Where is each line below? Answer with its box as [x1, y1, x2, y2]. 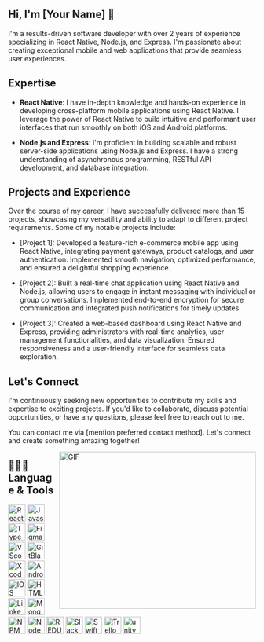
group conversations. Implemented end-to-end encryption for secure [19, 295, 244, 305]
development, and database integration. [19, 163, 149, 172]
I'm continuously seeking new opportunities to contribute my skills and [8, 396, 237, 405]
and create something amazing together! [8, 436, 140, 446]
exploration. [19, 352, 59, 361]
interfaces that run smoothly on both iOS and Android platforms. [19, 123, 228, 132]
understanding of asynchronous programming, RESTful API [19, 154, 212, 163]
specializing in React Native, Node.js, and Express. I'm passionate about [8, 37, 242, 46]
